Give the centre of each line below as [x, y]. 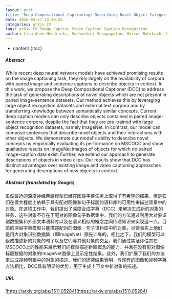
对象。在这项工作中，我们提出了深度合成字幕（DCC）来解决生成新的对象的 [84, 209]
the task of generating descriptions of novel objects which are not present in [86, 95]
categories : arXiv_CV [28, 24]
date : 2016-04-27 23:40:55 [34, 19]
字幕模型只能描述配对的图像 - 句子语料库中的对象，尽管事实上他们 [93, 227]
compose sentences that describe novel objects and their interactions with [84, 132]
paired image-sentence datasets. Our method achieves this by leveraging [83, 100]
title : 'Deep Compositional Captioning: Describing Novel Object [76, 15]
